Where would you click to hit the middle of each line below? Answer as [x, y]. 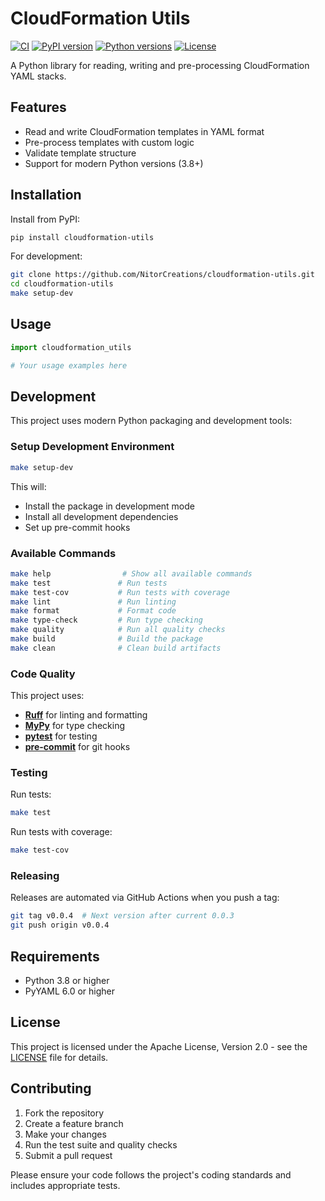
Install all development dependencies [101, 516]
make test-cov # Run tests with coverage [120, 592]
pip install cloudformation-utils [82, 237]
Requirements [55, 956]
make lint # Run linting [93, 602]
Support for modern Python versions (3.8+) [114, 163]
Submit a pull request [68, 1155]
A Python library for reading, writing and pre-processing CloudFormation [160, 65]
